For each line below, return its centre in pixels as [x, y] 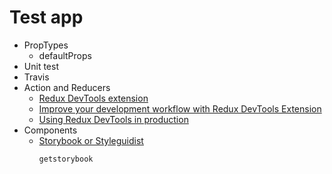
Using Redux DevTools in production [113, 119]
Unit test [41, 66]
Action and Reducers [67, 87]
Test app [46, 17]
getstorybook [66, 159]
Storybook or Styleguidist [91, 140]
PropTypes [46, 45]
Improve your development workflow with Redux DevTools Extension [180, 108]
